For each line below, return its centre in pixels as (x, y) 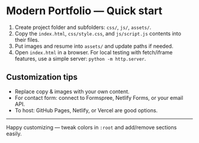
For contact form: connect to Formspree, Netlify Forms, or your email (99, 97)
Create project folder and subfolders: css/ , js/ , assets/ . (83, 27)
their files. (27, 40)
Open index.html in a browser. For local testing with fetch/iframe (94, 52)
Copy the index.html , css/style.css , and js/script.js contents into (98, 33)
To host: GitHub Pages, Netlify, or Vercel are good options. (86, 110)
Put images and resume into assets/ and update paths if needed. (94, 46)
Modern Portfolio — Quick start (84, 11)
